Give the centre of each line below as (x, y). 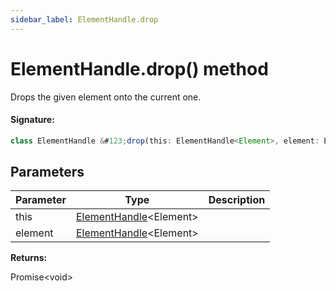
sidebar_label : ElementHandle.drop (84, 19)
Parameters (47, 172)
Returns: (29, 258)
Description (237, 200)
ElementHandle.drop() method (139, 68)
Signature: (32, 120)
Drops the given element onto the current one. (106, 97)
